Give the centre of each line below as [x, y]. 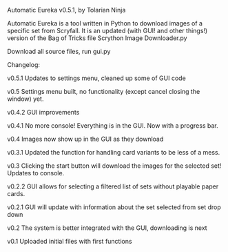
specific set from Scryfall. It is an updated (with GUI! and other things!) [107, 31]
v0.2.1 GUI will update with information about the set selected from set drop [114, 207]
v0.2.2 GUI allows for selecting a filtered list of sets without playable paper [113, 186]
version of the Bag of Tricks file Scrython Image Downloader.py [97, 38]
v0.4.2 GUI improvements [43, 112]
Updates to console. [36, 173]
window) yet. [25, 99]
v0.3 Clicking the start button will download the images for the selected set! [114, 166]
